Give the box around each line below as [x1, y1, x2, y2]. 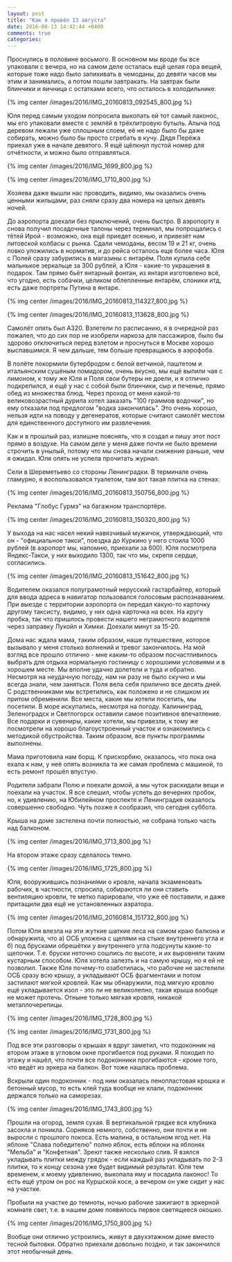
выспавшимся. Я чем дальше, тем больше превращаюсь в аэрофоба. [7, 346, 215, 354]
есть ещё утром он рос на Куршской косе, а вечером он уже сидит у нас [7, 1177, 225, 1186]
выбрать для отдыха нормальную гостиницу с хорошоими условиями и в [7, 658, 225, 666]
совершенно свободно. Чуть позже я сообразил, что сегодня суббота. [7, 803, 217, 812]
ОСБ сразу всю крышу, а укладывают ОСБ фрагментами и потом [7, 971, 202, 980]
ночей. [7, 204, 28, 212]
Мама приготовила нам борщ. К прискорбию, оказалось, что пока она [7, 753, 217, 761]
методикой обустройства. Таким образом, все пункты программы [7, 732, 205, 740]
